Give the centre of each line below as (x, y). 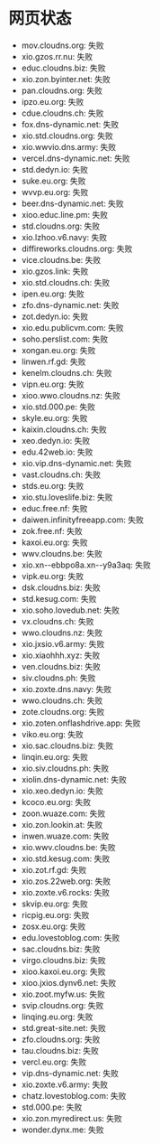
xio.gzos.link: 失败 (55, 271)
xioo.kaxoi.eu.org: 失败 (63, 971)
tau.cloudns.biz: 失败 (60, 1050)
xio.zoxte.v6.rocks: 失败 (66, 892)
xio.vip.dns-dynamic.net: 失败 (76, 463)
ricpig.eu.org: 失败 (55, 914)
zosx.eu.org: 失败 (53, 926)
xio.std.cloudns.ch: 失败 (66, 282)
